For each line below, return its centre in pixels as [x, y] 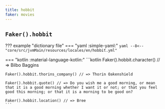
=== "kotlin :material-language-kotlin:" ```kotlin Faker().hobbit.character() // [83, 60]
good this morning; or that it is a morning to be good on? [69, 92]
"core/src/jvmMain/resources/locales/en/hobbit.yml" [61, 51]
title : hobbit [20, 10]
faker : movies [20, 15]
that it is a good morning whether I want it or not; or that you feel [81, 88]
